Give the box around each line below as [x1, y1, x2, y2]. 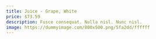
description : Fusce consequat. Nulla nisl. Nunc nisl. [6, 19, 143, 25]
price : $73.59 [6, 14, 41, 19]
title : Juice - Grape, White [6, 8, 77, 14]
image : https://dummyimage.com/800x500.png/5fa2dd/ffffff [6, 24, 150, 30]
